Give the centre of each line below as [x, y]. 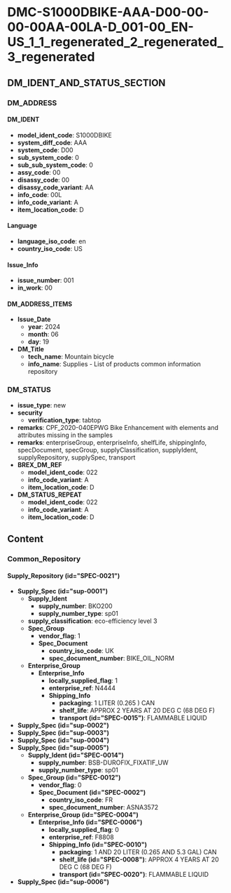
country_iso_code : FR [81, 800]
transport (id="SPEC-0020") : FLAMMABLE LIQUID [134, 875]
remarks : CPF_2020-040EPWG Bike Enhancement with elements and [118, 427]
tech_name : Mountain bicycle [71, 357]
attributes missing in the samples [65, 435]
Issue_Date [34, 319]
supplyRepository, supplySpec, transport [76, 457]
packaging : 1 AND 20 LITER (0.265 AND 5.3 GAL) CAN [138, 852]
